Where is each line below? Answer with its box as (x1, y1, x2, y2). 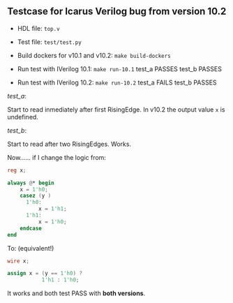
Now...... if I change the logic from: (7, 153, 107, 161)
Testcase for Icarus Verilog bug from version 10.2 (7, 6, 227, 17)
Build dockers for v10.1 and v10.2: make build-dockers (17, 51, 171, 59)
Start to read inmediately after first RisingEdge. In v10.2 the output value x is (7, 105, 225, 114)
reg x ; (7, 167, 27, 174)
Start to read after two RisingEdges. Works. (7, 140, 131, 148)
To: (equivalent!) (7, 244, 54, 252)
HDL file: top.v (17, 24, 61, 32)
